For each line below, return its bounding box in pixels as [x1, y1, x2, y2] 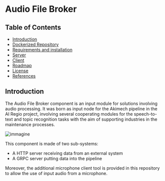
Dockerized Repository [12, 42, 59, 47]
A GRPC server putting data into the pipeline [12, 155, 102, 161]
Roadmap [12, 63, 32, 68]
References [12, 73, 36, 79]
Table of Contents [5, 23, 62, 32]
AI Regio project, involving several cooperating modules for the [5, 111, 133, 117]
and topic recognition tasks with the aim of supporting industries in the [14, 116, 158, 122]
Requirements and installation [12, 47, 73, 52]
